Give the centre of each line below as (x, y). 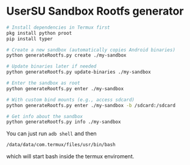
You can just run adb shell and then (51, 134)
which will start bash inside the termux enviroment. (70, 156)
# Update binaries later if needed (51, 66)
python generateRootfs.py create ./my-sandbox (66, 55)
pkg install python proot (39, 33)
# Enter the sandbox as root (43, 83)
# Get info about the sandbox (45, 116)
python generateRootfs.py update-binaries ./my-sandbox (79, 72)
